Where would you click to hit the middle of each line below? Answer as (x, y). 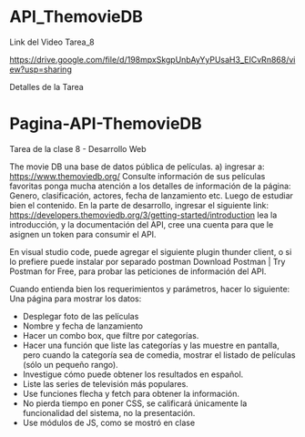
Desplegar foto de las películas (81, 316)
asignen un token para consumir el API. (83, 234)
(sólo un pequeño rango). (70, 364)
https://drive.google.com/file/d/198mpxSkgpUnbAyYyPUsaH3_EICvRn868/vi (152, 59)
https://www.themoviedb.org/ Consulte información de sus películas (137, 176)
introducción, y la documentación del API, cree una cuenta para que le (142, 224)
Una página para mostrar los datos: (76, 299)
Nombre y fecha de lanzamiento (83, 326)
